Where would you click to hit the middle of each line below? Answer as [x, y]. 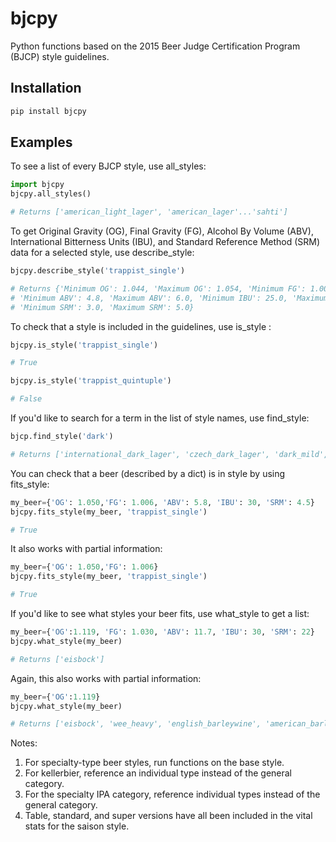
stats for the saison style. [77, 826]
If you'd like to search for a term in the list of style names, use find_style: [160, 418]
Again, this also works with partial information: [106, 678]
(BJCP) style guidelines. [60, 56]
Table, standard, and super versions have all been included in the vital [168, 816]
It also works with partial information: [86, 549]
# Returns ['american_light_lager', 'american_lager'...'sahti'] [149, 212]
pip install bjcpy [48, 111]
